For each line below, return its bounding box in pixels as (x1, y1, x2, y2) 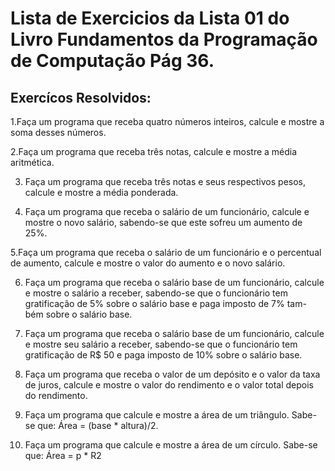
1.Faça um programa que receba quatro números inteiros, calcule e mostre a (10, 116, 325, 127)
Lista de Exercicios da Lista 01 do (10, 7, 290, 30)
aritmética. (10, 157, 55, 168)
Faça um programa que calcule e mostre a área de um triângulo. (24, 409, 290, 421)
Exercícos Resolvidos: (10, 89, 152, 106)
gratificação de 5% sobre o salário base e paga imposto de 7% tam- (24, 298, 307, 309)
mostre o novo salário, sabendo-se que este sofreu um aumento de (24, 217, 303, 228)
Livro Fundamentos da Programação (10, 28, 318, 51)
